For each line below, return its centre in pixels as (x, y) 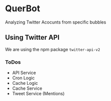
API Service (24, 73)
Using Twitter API (32, 38)
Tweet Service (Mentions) (38, 94)
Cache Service (27, 88)
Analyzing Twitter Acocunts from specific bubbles (56, 22)
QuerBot (23, 9)
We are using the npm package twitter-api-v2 (53, 49)
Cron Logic (23, 78)
